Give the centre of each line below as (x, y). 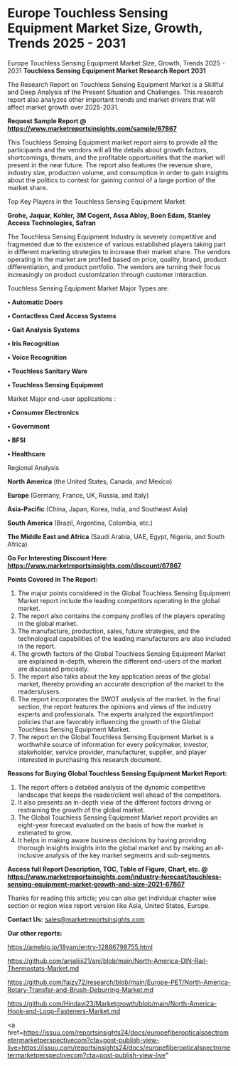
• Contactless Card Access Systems (62, 315)
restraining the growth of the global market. (81, 810)
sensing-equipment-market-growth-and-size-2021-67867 (96, 884)
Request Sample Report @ (47, 121)
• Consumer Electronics (43, 412)
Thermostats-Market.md (43, 968)
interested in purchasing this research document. (90, 759)
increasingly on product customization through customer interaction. (108, 274)
